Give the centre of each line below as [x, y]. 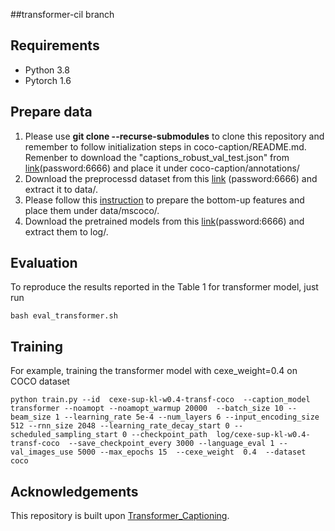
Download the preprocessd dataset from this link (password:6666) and [171, 178]
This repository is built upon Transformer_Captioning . [120, 516]
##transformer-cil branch [62, 14]
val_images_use [42, 452]
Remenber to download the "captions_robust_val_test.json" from [157, 157]
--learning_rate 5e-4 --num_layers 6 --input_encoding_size [191, 417]
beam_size [31, 417]
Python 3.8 [47, 70]
